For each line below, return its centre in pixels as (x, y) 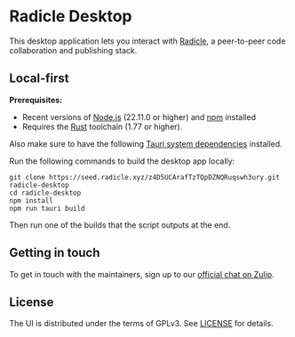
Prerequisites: (36, 100)
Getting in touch (55, 253)
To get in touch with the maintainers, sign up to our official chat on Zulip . (142, 274)
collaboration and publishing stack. (73, 50)
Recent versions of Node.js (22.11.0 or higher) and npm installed (139, 116)
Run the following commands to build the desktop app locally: (122, 161)
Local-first (39, 79)
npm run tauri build (48, 208)
